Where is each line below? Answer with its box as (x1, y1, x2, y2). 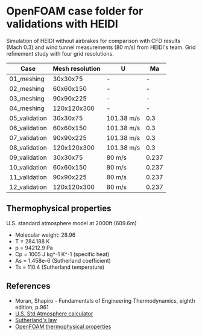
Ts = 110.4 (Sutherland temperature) (14, 263, 104, 271)
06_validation (9, 124, 47, 132)
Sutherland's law (14, 316, 57, 323)
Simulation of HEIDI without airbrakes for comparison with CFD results (6, 37, 181, 44)
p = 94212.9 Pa (14, 244, 53, 251)
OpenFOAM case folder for (6, 4, 144, 18)
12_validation (9, 183, 47, 191)
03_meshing (9, 94, 45, 102)
